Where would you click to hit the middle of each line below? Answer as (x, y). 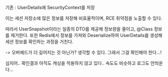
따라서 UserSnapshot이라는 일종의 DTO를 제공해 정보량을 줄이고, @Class (79, 29)
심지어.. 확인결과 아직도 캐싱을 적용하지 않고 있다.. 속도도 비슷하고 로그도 (77, 63)
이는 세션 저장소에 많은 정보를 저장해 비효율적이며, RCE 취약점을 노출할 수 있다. (84, 18)
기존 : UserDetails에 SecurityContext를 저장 (50, 7)
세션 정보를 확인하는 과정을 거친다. (39, 42)
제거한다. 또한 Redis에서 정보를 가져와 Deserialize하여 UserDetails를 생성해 (86, 35)
